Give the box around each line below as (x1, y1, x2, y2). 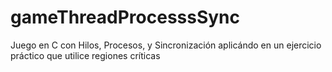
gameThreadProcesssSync (10, 6, 241, 29)
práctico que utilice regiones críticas (10, 49, 161, 61)
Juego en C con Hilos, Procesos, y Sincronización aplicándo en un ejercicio (10, 39, 322, 51)
